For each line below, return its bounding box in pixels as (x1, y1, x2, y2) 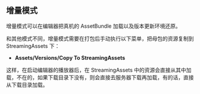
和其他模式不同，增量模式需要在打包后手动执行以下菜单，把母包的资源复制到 (6, 35, 194, 42)
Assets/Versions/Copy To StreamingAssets (14, 54, 126, 61)
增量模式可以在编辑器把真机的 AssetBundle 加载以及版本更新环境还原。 (6, 22, 181, 30)
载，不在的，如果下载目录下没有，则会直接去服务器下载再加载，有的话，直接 (6, 73, 194, 81)
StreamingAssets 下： (6, 42, 60, 49)
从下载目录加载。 (6, 81, 48, 88)
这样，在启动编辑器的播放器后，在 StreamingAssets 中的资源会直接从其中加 (6, 66, 192, 73)
